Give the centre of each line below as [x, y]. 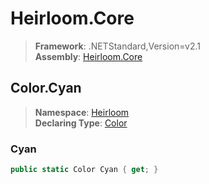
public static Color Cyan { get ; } [84, 170]
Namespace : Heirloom [82, 112]
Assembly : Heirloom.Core [88, 56]
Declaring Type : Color [81, 123]
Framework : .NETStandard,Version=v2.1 [117, 46]
